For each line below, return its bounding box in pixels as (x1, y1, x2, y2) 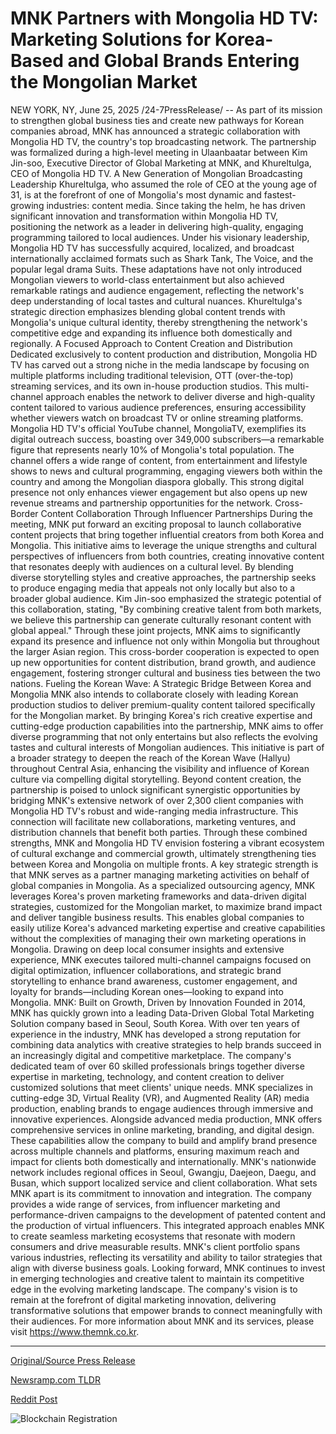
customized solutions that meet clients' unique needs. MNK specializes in (10, 1081, 314, 1093)
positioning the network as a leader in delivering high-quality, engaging (10, 220, 304, 232)
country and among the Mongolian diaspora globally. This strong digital (10, 475, 305, 487)
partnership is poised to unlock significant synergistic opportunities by (10, 783, 301, 796)
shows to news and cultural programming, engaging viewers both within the (10, 465, 323, 477)
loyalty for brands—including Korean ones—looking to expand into (10, 985, 284, 997)
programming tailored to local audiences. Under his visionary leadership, (10, 231, 310, 243)
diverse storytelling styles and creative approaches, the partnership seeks (10, 571, 317, 583)
